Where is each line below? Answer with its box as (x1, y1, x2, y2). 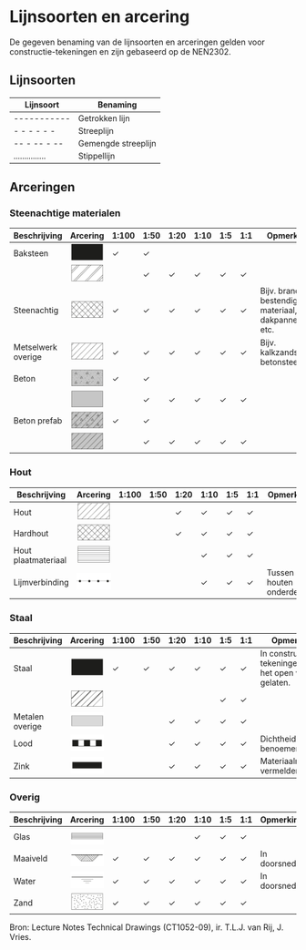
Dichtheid (260, 733, 297, 744)
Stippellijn (77, 150, 116, 161)
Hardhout (13, 527, 49, 538)
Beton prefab (13, 415, 63, 426)
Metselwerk (13, 342, 57, 352)
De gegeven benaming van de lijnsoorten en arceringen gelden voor (9, 36, 266, 47)
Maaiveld (13, 853, 48, 864)
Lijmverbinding (13, 577, 70, 587)
